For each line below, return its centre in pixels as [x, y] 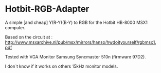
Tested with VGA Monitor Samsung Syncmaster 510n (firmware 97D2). [75, 56]
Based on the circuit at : [29, 37]
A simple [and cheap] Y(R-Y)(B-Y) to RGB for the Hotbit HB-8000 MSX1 [76, 22]
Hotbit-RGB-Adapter [47, 9]
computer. [15, 27]
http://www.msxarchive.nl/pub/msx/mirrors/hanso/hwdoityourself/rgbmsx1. [81, 42]
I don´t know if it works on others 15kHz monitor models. [62, 66]
